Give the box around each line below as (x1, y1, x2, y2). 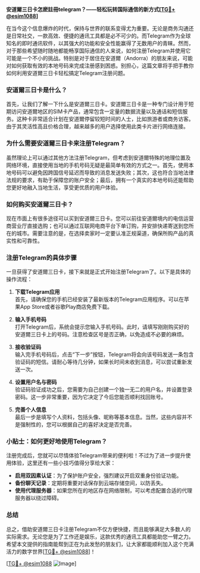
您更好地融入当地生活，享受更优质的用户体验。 (6, 184, 121, 191)
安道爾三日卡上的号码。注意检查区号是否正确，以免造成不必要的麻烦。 (14, 331, 187, 338)
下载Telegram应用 (14, 289, 60, 296)
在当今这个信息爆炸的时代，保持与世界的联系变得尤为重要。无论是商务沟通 (6, 25, 189, 32)
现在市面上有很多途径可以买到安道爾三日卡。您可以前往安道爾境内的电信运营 (6, 215, 194, 222)
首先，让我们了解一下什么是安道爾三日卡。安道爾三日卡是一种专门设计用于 (6, 101, 189, 108)
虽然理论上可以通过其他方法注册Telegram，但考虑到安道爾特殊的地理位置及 (6, 154, 191, 161)
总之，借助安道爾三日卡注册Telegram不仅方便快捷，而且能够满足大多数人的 (6, 525, 191, 532)
